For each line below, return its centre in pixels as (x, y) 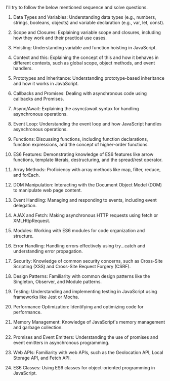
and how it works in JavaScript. (46, 84)
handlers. (23, 68)
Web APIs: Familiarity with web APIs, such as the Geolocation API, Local (88, 352)
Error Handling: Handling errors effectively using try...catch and (79, 246)
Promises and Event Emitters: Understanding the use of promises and (86, 337)
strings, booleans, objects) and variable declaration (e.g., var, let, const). (89, 23)
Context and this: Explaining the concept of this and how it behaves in (86, 57)
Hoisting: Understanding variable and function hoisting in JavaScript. (85, 47)
